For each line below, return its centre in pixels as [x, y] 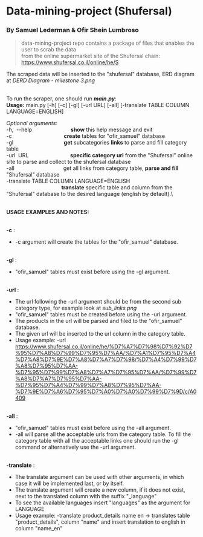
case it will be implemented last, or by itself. [69, 483]
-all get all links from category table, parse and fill [92, 168]
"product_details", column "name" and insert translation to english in [100, 522]
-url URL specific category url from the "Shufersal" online [100, 155]
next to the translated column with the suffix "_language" [86, 496]
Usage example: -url [40, 340]
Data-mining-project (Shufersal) [89, 11]
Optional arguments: [32, 123]
